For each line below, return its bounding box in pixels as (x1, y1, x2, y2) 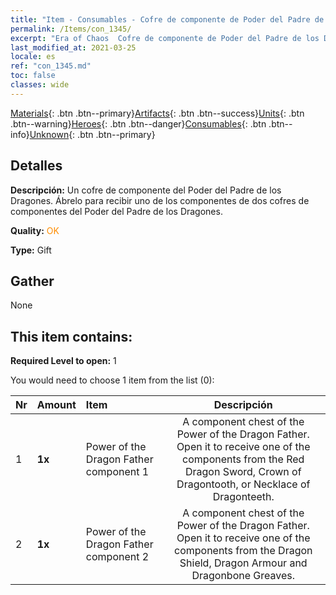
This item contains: (10, 328, 133, 345)
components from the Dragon (173, 544, 313, 558)
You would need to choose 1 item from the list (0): (10, 374, 215, 386)
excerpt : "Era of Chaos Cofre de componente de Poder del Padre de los (10, 33, 320, 43)
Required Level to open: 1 (10, 355, 117, 367)
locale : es (10, 52, 56, 62)
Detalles (10, 157, 63, 175)
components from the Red (182, 452, 305, 466)
